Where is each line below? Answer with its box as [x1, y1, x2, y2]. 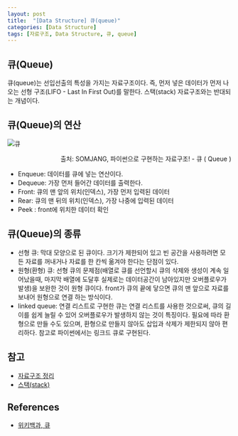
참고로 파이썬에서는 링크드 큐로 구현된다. [38, 328, 151, 336]
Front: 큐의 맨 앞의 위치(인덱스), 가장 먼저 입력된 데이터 [17, 187, 171, 196]
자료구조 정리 [17, 371, 55, 380]
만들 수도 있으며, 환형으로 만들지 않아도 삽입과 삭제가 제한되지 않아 [36, 319, 221, 328]
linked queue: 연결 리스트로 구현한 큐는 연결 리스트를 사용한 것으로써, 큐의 [17, 302, 224, 310]
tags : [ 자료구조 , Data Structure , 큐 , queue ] [7, 30, 137, 38]
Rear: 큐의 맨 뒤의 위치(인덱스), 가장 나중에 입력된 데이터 [17, 196, 174, 205]
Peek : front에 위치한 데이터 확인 [17, 205, 109, 213]
